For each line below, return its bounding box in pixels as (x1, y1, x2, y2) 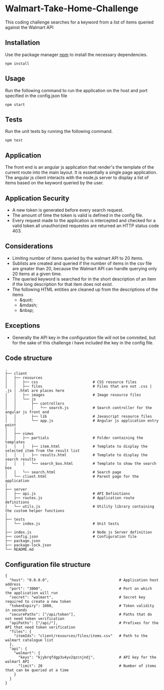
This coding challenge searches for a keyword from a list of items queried (5, 19, 154, 25)
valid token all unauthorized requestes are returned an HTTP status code (12, 223, 159, 229)
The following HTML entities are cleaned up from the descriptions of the (12, 286, 158, 292)
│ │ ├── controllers (5, 401, 65, 406)
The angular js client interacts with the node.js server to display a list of (5, 175, 149, 180)
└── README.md (5, 547, 34, 552)
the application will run (5, 590, 58, 596)
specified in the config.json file (5, 93, 68, 99)
